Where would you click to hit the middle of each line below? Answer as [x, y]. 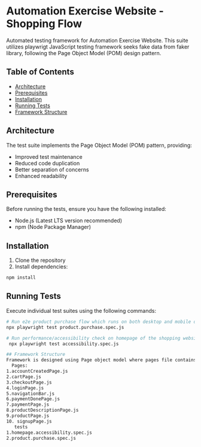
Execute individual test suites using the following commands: [81, 310]
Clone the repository [40, 260]
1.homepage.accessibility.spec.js [49, 433]
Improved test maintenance [48, 156]
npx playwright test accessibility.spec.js [64, 344]
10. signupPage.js [29, 421]
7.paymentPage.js [28, 405]
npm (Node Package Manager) [53, 227]
